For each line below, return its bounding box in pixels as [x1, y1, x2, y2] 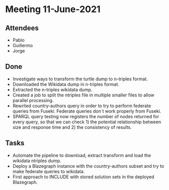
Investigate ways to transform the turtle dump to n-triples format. [12, 76, 148, 82]
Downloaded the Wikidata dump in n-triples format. [12, 81, 120, 87]
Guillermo [12, 42, 33, 49]
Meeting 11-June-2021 [5, 4, 101, 15]
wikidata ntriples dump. [12, 158, 62, 164]
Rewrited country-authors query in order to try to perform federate [12, 103, 151, 109]
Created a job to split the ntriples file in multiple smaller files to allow [12, 92, 155, 98]
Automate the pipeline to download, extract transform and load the [12, 152, 151, 158]
